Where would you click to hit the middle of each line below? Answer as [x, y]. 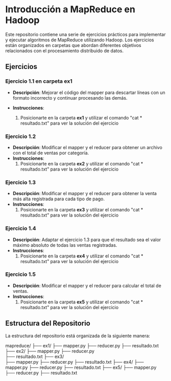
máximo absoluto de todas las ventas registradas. [65, 245]
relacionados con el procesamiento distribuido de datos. [65, 51]
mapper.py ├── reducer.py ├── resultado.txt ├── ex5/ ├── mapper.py [81, 367]
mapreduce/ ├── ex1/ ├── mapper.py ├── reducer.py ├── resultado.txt [82, 345]
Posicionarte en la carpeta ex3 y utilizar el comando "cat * [82, 210]
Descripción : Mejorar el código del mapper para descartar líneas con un [89, 92]
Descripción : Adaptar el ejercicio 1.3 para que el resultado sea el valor [87, 240]
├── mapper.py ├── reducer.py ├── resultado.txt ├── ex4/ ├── [75, 362]
